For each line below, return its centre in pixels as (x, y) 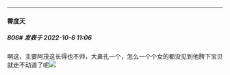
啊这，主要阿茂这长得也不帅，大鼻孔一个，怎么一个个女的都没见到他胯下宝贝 (115, 56)
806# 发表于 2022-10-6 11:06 (50, 37)
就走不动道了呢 (28, 65)
